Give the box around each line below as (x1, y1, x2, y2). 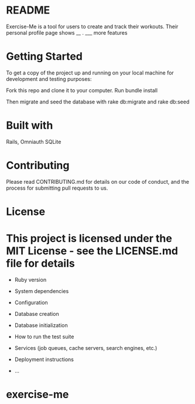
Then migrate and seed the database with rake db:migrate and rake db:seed (6, 98, 190, 105)
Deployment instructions (14, 356, 74, 363)
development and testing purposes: (6, 75, 92, 82)
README (6, 4, 50, 17)
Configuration (14, 299, 48, 306)
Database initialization (14, 321, 69, 329)
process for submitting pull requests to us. (6, 184, 108, 191)
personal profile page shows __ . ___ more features (6, 29, 128, 36)
